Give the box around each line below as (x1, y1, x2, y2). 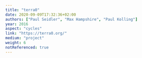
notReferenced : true (5, 45, 49, 50)
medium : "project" (5, 36, 44, 41)
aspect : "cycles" (5, 26, 42, 31)
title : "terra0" (5, 7, 40, 13)
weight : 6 (5, 40, 26, 45)
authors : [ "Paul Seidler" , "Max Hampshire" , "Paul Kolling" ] (5, 17, 138, 22)
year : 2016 (5, 21, 29, 27)
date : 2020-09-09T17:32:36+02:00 (5, 12, 76, 17)
